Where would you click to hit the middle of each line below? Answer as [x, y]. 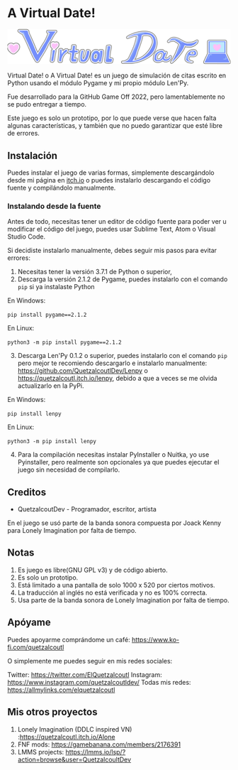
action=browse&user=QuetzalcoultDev [74, 759]
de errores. [24, 134]
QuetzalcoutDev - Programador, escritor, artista [87, 509]
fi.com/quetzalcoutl [36, 647]
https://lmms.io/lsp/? [96, 752]
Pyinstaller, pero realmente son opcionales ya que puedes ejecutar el [118, 462]
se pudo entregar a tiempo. [47, 104]
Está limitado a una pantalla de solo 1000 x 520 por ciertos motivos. [116, 585]
